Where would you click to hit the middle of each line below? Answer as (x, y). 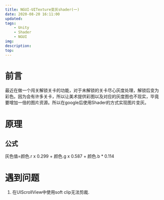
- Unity (21, 28)
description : (18, 46)
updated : (14, 19)
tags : (10, 23)
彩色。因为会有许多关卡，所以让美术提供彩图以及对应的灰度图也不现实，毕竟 (82, 97)
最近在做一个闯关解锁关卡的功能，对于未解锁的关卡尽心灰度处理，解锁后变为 (82, 90)
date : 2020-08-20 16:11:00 (32, 14)
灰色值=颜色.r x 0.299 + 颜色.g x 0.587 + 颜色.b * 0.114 (60, 156)
